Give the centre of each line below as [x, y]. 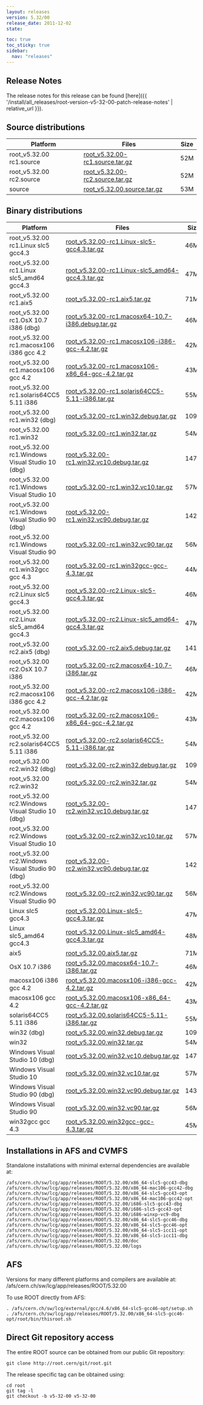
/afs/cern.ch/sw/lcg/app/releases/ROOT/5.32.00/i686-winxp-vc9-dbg [93, 1215]
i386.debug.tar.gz [91, 324]
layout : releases [28, 12]
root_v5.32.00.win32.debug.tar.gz [114, 1033]
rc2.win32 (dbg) [33, 769]
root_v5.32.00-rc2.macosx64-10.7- [119, 665]
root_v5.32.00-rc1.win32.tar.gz [111, 434]
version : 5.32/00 [28, 18]
